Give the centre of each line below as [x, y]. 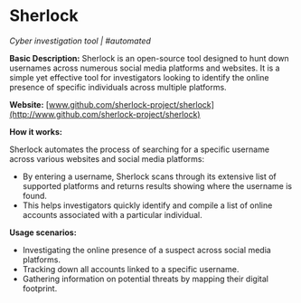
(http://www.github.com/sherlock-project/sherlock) [105, 114]
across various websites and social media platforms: [107, 158]
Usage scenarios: [43, 232]
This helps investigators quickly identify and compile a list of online [147, 205]
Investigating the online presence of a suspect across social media [146, 250]
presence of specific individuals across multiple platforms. [118, 87]
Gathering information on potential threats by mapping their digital [146, 279]
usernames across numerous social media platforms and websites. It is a [145, 68]
